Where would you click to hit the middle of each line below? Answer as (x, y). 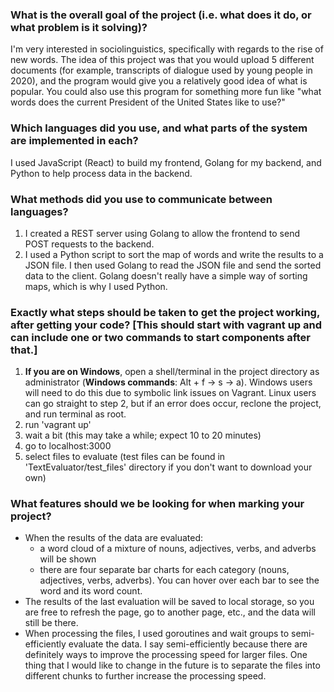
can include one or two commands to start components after (160, 337)
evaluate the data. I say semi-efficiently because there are (188, 644)
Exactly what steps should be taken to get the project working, (165, 312)
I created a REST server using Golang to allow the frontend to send (162, 233)
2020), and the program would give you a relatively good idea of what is (159, 81)
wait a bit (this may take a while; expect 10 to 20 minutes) (143, 435)
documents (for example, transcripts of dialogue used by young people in (161, 70)
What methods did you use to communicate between (141, 199)
